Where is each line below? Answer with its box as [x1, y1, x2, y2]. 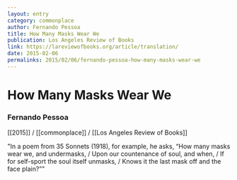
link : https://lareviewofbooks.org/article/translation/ [7, 43, 179, 50]
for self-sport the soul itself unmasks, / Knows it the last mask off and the [7, 157, 221, 166]
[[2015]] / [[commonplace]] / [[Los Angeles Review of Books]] [7, 128, 187, 137]
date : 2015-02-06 [7, 50, 59, 57]
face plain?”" [7, 164, 45, 174]
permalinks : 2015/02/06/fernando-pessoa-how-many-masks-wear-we [7, 57, 201, 64]
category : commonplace [7, 17, 74, 24]
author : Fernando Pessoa [7, 23, 81, 30]
